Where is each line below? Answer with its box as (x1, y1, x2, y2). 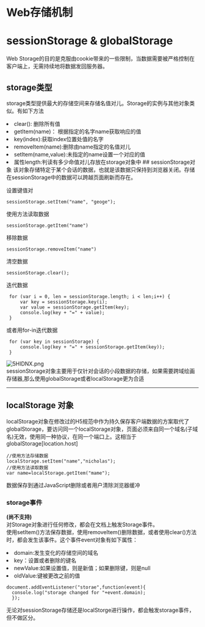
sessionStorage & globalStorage (6, 34, 173, 48)
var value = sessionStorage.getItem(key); (20, 304, 130, 310)
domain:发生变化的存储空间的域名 (14, 549, 99, 557)
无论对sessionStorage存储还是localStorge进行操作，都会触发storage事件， (6, 606, 195, 614)
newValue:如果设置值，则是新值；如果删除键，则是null (14, 565, 151, 572)
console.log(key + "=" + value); (20, 309, 105, 315)
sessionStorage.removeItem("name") (6, 246, 97, 252)
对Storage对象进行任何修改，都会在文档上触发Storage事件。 (6, 521, 159, 529)
